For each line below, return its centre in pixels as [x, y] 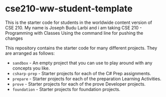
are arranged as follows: [30, 53]
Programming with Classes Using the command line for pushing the [74, 33]
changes [14, 38]
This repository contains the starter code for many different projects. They [81, 48]
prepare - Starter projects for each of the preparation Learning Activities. [87, 79]
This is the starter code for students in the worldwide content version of [79, 22]
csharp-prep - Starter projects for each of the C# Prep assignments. [82, 73]
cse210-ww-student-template [69, 9]
